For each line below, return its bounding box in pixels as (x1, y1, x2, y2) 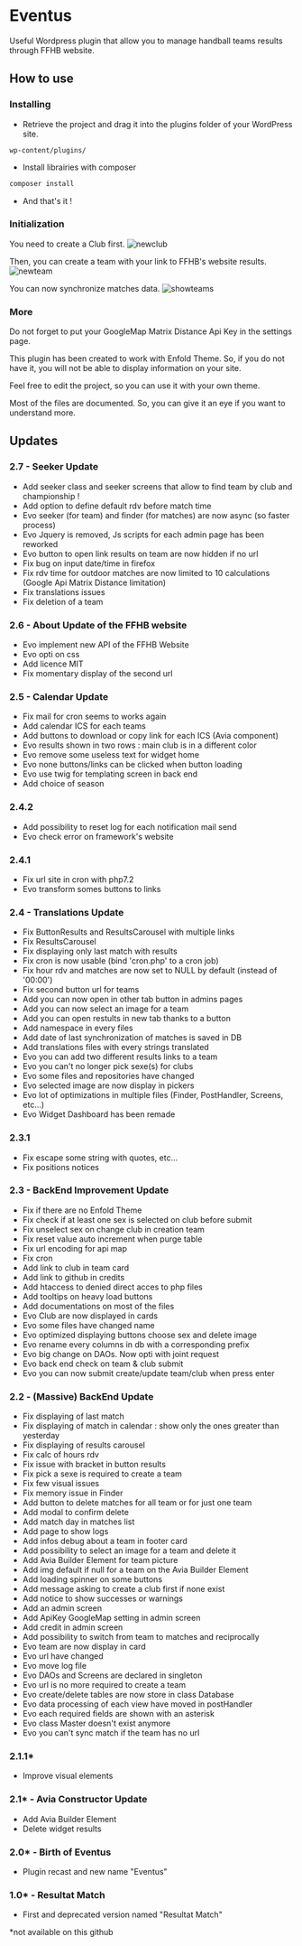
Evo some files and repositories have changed (22, 1071, 195, 1082)
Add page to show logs (22, 1526, 109, 1537)
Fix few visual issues (22, 1478, 100, 1489)
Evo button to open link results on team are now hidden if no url (22, 548, 259, 559)
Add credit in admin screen (22, 1622, 124, 1633)
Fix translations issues (22, 586, 105, 597)
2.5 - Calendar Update (9, 691, 109, 703)
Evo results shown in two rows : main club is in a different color (22, 740, 257, 750)
